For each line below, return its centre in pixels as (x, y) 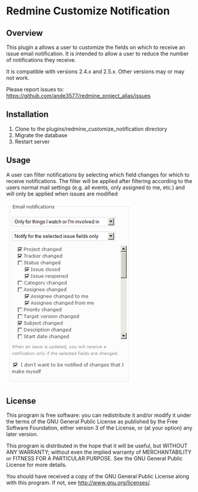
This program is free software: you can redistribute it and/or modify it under (99, 415)
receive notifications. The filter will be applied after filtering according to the (99, 181)
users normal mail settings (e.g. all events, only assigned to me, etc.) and (96, 187)
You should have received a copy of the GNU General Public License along (98, 476)
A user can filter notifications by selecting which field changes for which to (98, 175)
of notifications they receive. (41, 60)
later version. (22, 434)
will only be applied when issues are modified (62, 194)
